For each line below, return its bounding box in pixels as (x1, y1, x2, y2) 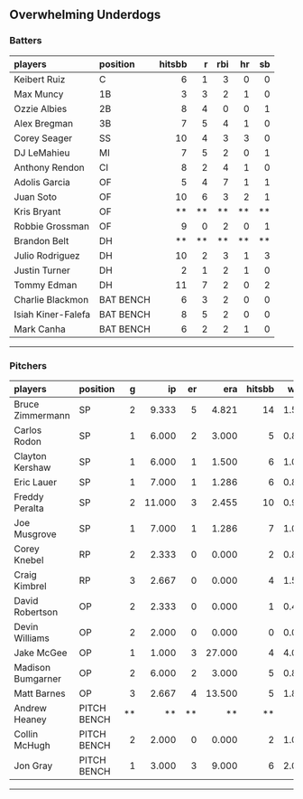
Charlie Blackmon (14, 293, 89, 305)
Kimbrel (14, 579, 47, 592)
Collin (14, 728, 39, 740)
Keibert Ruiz (14, 72, 66, 85)
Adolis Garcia (14, 175, 70, 188)
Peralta (14, 502, 44, 514)
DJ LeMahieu (14, 146, 70, 159)
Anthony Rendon (14, 161, 85, 174)
